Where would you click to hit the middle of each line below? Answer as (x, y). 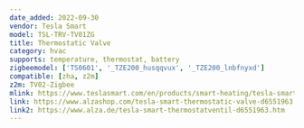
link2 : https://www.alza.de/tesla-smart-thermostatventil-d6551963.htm (147, 110)
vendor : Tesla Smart (48, 26)
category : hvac (38, 51)
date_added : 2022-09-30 (54, 18)
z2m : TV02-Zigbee (42, 85)
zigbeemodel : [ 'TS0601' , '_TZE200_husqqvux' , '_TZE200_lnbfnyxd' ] (137, 69)
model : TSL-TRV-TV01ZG (52, 34)
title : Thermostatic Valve (60, 43)
